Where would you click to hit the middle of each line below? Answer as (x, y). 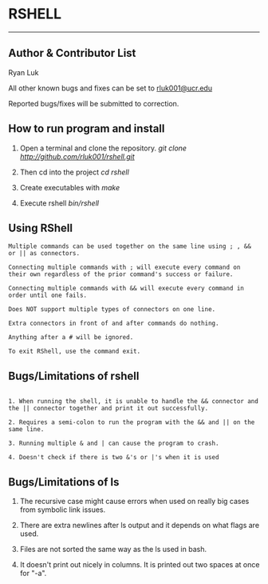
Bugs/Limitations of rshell (74, 376)
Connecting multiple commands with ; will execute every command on (124, 268)
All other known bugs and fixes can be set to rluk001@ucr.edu (110, 88)
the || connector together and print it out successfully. (108, 409)
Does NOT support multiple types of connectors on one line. (112, 310)
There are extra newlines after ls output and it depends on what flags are (140, 525)
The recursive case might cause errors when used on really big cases (134, 501)
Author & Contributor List (72, 53)
